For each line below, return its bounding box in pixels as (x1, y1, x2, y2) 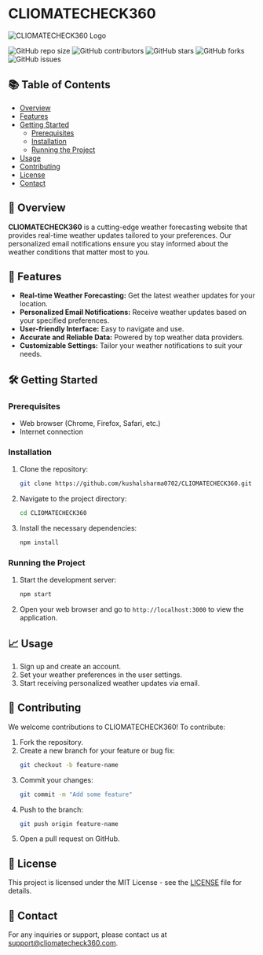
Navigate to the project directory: (19, 494, 127, 504)
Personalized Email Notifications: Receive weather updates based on (19, 308, 247, 317)
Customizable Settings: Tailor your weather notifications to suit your (19, 341, 243, 350)
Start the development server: (19, 576, 117, 585)
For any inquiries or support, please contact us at (8, 930, 167, 939)
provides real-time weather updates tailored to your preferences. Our (8, 230, 232, 240)
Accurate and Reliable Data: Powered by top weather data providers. (19, 332, 245, 342)
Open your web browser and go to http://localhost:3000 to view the (19, 605, 244, 614)
